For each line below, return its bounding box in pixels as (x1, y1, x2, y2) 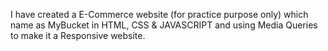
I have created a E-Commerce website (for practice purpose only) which (10, 9, 309, 20)
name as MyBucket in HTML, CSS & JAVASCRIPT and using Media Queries (10, 19, 318, 31)
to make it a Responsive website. (10, 30, 146, 41)
